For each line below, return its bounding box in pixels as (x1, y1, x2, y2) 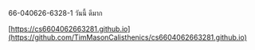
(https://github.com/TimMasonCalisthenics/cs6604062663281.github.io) (8, 33, 247, 42)
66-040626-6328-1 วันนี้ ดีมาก (8, 9, 103, 17)
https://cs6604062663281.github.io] (10, 25, 131, 33)
